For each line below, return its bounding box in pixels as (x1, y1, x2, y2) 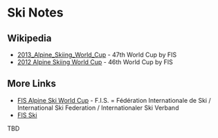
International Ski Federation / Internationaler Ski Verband (17, 103, 179, 112)
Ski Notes (7, 5, 64, 21)
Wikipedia (7, 32, 52, 44)
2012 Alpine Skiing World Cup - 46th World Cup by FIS (17, 58, 173, 66)
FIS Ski (17, 110, 37, 119)
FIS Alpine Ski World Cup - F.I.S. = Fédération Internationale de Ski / (17, 96, 211, 104)
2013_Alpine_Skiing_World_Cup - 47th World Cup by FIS (17, 50, 177, 59)
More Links (7, 78, 57, 90)
